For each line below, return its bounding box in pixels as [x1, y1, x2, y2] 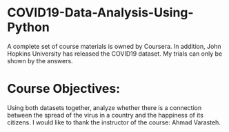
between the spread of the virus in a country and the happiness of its [7, 111, 203, 119]
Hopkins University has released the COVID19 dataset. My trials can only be [7, 49, 223, 58]
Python [7, 19, 50, 35]
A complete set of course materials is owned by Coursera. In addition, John [7, 42, 222, 50]
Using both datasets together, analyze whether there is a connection [7, 103, 202, 111]
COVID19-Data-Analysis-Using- [7, 5, 195, 21]
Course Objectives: [7, 81, 121, 97]
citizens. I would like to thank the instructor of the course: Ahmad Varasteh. [7, 118, 221, 126]
